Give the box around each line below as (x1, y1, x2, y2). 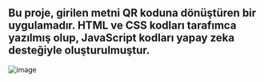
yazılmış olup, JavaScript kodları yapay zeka (8, 31, 234, 45)
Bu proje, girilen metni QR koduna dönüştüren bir (8, 6, 257, 20)
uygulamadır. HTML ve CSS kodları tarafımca (8, 19, 237, 33)
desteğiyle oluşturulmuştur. (8, 44, 150, 57)
